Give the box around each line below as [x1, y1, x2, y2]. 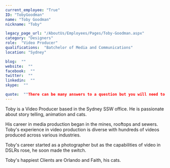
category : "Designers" [5, 36, 53, 41]
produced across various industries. [5, 132, 81, 138]
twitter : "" [5, 73, 33, 78]
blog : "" [5, 59, 26, 64]
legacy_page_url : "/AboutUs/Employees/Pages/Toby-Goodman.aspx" [5, 31, 145, 36]
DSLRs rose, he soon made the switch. [5, 147, 87, 153]
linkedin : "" [5, 78, 36, 83]
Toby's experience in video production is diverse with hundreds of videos [5, 126, 159, 132]
